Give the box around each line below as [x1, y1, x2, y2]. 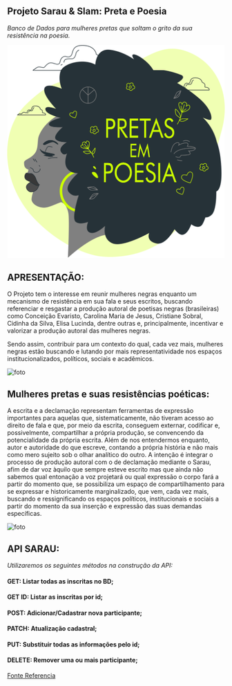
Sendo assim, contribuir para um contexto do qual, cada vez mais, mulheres [7, 340, 224, 349]
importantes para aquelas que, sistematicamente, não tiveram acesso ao [7, 414, 214, 423]
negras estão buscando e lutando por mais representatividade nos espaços [7, 347, 222, 355]
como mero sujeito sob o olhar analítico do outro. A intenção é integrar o [7, 451, 213, 459]
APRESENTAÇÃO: [7, 271, 85, 283]
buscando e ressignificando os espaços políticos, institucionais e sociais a [7, 494, 220, 503]
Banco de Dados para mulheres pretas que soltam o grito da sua [7, 24, 193, 32]
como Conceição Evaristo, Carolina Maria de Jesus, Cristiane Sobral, [7, 312, 204, 320]
